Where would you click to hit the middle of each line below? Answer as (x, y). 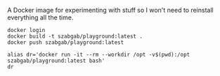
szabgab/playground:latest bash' (56, 61)
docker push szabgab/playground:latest (66, 43)
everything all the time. (40, 17)
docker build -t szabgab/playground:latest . (75, 36)
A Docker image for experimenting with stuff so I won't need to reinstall (110, 10)
